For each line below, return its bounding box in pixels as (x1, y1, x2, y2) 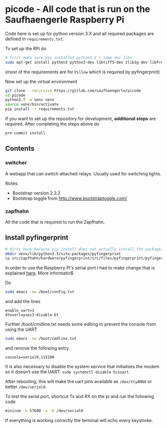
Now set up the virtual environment (5, 78, 78, 84)
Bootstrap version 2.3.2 (12, 190, 61, 196)
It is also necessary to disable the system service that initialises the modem (5, 364, 160, 370)
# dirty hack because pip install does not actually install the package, (5, 247, 164, 252)
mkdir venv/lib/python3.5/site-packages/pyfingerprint (5, 251, 121, 256)
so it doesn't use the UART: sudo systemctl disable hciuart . (5, 369, 130, 375)
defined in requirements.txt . (5, 36, 64, 42)
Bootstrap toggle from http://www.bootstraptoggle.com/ (12, 195, 128, 201)
